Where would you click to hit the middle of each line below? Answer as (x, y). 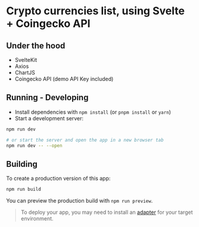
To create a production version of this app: (58, 178)
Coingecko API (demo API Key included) (64, 79)
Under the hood (36, 46)
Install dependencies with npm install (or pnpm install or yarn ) (93, 112)
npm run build (24, 189)
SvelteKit (26, 60)
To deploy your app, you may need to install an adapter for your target (107, 212)
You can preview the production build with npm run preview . (80, 201)
